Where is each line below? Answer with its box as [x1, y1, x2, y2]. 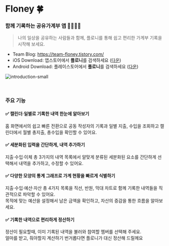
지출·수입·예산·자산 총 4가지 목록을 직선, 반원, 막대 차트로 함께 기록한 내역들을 [5, 185, 158, 191]
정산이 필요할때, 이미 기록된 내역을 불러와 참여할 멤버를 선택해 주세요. [5, 229, 142, 235]
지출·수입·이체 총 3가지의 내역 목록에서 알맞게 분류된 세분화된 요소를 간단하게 [5, 154, 157, 160]
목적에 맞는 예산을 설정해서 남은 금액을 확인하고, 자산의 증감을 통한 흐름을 [5, 198, 150, 204]
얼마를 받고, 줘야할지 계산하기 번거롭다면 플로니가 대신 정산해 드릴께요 [5, 235, 143, 241]
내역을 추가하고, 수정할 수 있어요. [18, 160, 83, 166]
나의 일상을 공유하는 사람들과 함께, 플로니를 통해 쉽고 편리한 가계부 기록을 [17, 35, 162, 41]
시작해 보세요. [17, 41, 46, 47]
